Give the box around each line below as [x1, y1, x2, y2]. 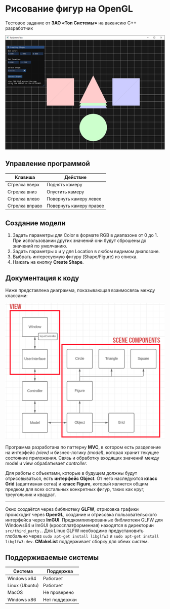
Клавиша [15, 174, 35, 180]
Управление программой [5, 159, 90, 168]
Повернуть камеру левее [46, 195, 102, 201]
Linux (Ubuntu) [7, 583, 39, 589]
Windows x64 [7, 575, 36, 581]
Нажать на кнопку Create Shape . [12, 259, 84, 265]
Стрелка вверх [7, 182, 39, 188]
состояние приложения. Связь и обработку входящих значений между [5, 455, 159, 461]
